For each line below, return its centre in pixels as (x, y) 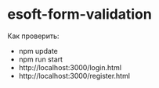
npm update (38, 51)
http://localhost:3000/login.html (70, 67)
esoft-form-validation (79, 14)
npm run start (41, 59)
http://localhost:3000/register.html (74, 76)
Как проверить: (33, 36)
